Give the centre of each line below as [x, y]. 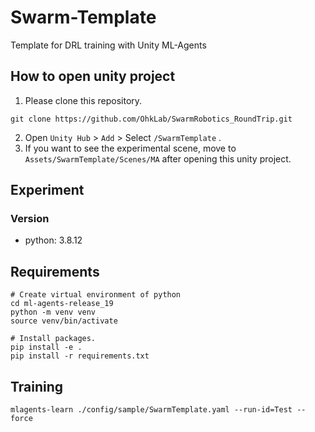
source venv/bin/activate [64, 321]
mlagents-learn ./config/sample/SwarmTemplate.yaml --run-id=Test [151, 410]
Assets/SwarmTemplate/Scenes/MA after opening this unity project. [158, 158]
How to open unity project [93, 76]
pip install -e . [46, 347]
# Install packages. [53, 339]
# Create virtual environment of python [96, 295]
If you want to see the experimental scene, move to [130, 148]
